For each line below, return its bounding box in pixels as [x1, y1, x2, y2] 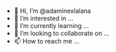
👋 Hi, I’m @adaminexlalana [13, 7, 91, 15]
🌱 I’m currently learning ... [13, 22, 89, 30]
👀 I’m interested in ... [13, 14, 74, 22]
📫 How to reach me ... [13, 37, 79, 45]
